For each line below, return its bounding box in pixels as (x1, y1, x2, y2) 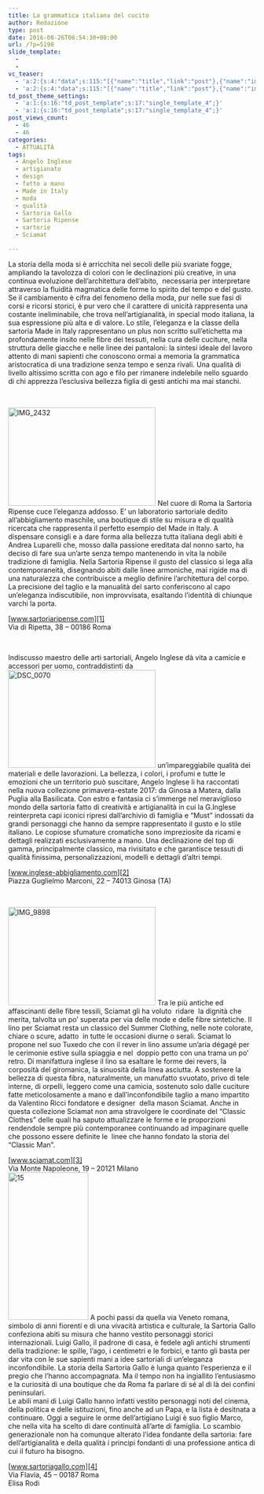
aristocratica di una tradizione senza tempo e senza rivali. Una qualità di (8, 360, 241, 369)
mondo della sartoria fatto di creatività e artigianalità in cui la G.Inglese (8, 802, 236, 811)
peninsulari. (8, 1388, 46, 1397)
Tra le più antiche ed (156, 998, 224, 1007)
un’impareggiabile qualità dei (156, 760, 251, 769)
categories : (8, 135, 47, 144)
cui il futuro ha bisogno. (8, 1446, 85, 1455)
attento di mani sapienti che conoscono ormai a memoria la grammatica (8, 351, 240, 360)
